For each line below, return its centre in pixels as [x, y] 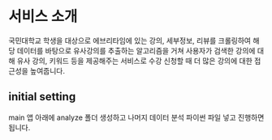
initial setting [42, 97]
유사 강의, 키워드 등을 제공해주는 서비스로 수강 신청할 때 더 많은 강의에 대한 [135, 61]
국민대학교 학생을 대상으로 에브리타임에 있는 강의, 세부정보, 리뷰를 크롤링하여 [130, 40]
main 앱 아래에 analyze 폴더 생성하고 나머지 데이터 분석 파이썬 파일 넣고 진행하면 [136, 117]
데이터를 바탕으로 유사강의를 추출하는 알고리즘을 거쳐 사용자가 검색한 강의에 [136, 50]
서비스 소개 [43, 17]
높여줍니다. [47, 70]
